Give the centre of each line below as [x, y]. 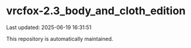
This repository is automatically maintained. [60, 39]
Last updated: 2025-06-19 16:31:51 [49, 27]
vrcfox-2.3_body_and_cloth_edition [96, 11]
